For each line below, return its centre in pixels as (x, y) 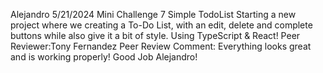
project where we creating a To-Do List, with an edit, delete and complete (161, 25)
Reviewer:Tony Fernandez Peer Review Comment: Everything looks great (161, 46)
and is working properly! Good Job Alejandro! (104, 57)
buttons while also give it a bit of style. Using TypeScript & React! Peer (155, 35)
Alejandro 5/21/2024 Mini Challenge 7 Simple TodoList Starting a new (153, 14)
